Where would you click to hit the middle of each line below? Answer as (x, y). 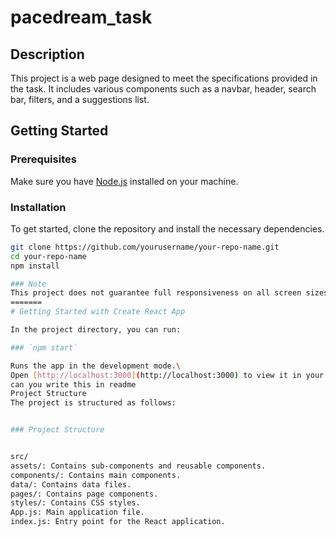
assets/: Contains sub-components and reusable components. (138, 466)
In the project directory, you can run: (96, 330)
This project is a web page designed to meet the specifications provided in (164, 78)
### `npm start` (44, 347)
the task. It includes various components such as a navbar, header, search (163, 89)
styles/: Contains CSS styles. (75, 503)
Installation (38, 207)
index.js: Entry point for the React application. (118, 522)
